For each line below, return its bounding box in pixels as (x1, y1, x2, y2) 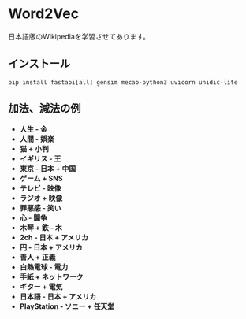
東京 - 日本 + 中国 (19, 163, 76, 173)
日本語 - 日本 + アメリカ (19, 291, 97, 301)
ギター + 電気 (19, 281, 63, 291)
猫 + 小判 (19, 143, 49, 154)
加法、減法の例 (8, 102, 81, 115)
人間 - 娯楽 (19, 134, 54, 143)
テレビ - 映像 (19, 183, 61, 193)
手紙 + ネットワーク (19, 272, 84, 281)
